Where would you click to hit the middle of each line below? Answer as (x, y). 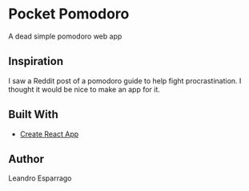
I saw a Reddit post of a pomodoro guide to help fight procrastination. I (125, 80)
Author (26, 158)
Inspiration (36, 61)
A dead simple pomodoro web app (65, 36)
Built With (33, 114)
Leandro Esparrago (40, 178)
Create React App (49, 134)
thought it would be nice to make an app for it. (84, 89)
